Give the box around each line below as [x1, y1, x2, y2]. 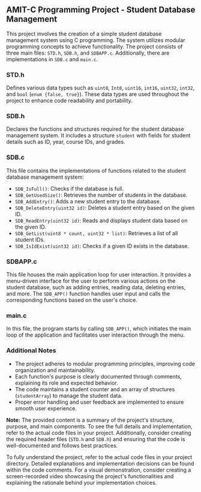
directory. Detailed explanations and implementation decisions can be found [6, 460, 194, 467]
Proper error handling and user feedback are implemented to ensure [14, 398, 184, 406]
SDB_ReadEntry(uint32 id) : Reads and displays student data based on [14, 217, 188, 224]
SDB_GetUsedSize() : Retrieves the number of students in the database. [14, 191, 188, 199]
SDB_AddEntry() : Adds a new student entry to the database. [14, 197, 161, 205]
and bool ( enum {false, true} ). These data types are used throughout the [6, 91, 189, 98]
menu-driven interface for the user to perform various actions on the [6, 277, 176, 284]
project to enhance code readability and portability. [6, 97, 133, 104]
